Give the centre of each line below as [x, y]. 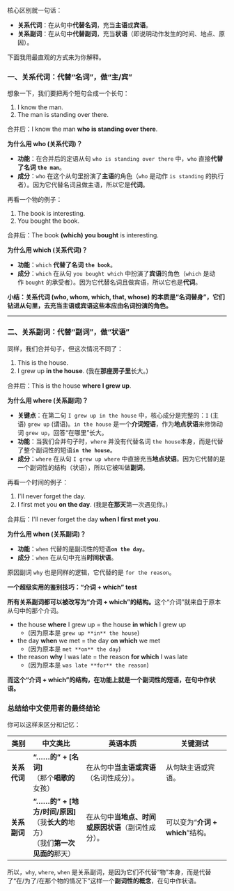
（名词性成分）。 [112, 778]
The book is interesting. [51, 214]
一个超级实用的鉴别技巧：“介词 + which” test [72, 587]
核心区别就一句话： [35, 10]
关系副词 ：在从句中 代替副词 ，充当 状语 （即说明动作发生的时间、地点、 [118, 34]
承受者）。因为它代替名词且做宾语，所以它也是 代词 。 [127, 282]
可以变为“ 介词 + [192, 822]
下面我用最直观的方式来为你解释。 [56, 57]
